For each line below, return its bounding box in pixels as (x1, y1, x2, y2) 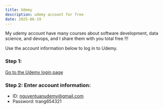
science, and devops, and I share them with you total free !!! (5, 35, 128, 41)
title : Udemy (5, 7, 32, 12)
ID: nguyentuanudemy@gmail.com (12, 93, 84, 99)
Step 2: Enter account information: (5, 81, 91, 88)
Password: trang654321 (12, 98, 62, 104)
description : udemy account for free (5, 12, 84, 17)
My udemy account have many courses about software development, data (5, 30, 158, 36)
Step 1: (5, 58, 22, 65)
